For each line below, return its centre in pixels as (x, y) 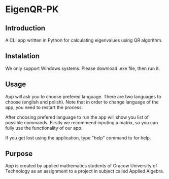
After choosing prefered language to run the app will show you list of (77, 117)
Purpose (19, 154)
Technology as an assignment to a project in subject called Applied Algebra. (85, 171)
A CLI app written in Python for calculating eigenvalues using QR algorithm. (84, 40)
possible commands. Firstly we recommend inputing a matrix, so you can (82, 122)
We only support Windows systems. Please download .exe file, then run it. (83, 68)
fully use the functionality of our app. (44, 128)
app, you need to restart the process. (44, 107)
